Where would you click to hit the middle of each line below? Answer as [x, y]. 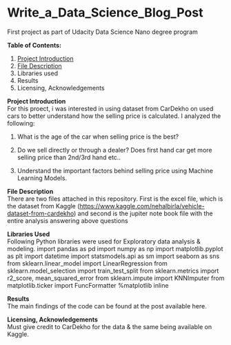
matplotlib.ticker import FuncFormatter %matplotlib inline [88, 285]
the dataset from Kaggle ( [43, 206]
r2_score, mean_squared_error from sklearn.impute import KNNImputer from [116, 278]
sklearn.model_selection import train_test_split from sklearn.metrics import [113, 270]
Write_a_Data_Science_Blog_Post [105, 13]
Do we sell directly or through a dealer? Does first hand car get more [114, 150]
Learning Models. [42, 178]
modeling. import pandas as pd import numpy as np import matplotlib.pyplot [115, 248]
